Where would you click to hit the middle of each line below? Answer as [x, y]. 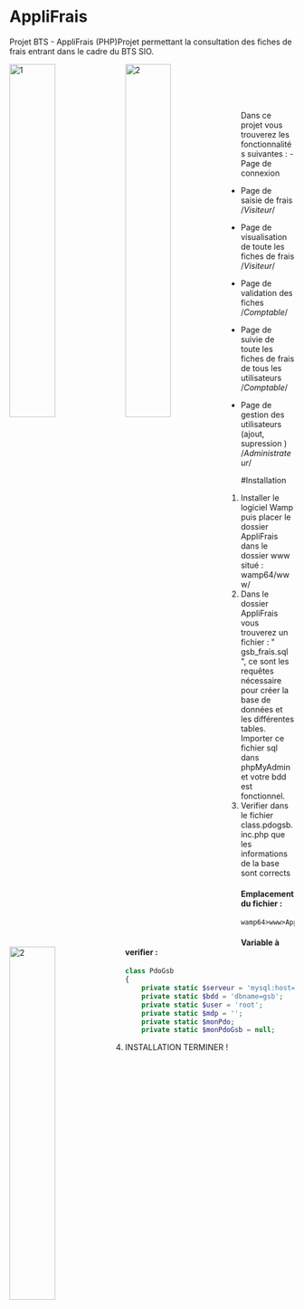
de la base [261, 863]
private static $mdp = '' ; [192, 1013]
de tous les [261, 368]
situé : [252, 565]
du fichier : [262, 903]
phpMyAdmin [266, 767]
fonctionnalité [266, 144]
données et [262, 709]
